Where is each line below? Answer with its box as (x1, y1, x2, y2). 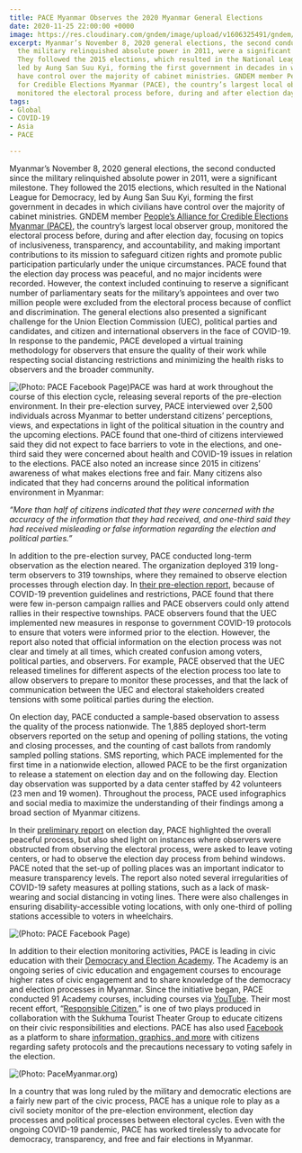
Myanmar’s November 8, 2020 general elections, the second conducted (9, 163, 276, 174)
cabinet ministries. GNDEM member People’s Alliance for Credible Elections (9, 211, 289, 222)
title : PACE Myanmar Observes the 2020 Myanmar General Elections (9, 13, 263, 23)
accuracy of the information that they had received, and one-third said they (9, 513, 290, 524)
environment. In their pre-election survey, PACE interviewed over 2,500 (9, 400, 273, 411)
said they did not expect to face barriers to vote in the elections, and (9, 439, 262, 449)
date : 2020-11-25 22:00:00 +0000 (9, 22, 135, 31)
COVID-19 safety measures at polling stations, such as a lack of (9, 882, 244, 893)
